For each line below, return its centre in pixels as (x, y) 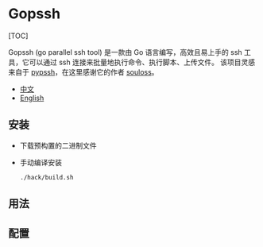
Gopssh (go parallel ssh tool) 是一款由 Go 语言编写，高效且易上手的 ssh (125, 52)
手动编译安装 (41, 162)
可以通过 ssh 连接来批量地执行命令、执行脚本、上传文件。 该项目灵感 (142, 62)
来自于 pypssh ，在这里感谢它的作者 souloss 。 (83, 71)
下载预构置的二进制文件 (58, 145)
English (32, 98)
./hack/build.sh (46, 177)
